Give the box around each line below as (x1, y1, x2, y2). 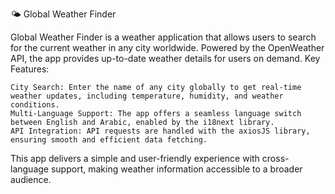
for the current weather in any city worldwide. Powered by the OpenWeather (10, 42, 325, 53)
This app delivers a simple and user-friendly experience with (10, 153, 260, 164)
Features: (10, 63, 50, 75)
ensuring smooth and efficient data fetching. (10, 135, 208, 145)
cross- (261, 153, 290, 164)
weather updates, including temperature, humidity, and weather (10, 91, 284, 101)
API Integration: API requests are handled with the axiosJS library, (10, 126, 311, 136)
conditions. (10, 100, 60, 110)
